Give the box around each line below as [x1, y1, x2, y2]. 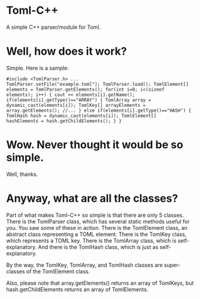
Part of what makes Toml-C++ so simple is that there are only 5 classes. [6, 211, 184, 219]
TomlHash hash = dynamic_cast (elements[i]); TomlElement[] [6, 112, 157, 119]
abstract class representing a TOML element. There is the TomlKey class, [6, 231, 187, 238]
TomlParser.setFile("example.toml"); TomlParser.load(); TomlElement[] [6, 81, 189, 87]
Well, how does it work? [6, 44, 127, 58]
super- [163, 261, 181, 268]
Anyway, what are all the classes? [6, 192, 178, 205]
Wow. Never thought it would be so [6, 138, 184, 152]
